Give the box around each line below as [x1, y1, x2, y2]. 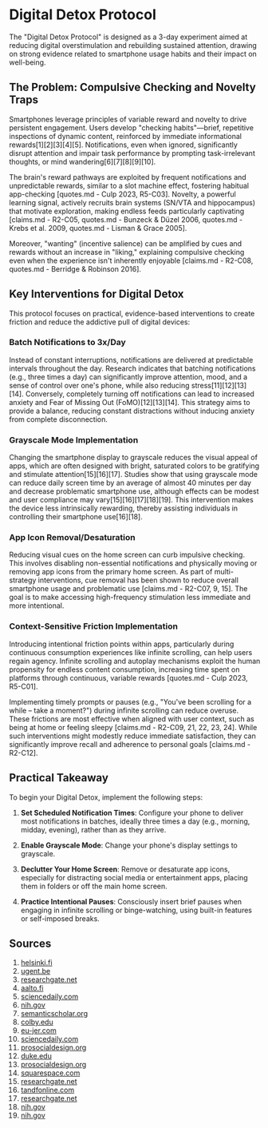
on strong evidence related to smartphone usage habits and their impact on [9, 49, 258, 58]
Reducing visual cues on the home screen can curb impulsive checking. [9, 550, 246, 560]
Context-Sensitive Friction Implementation [9, 621, 179, 632]
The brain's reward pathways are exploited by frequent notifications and [9, 172, 246, 181]
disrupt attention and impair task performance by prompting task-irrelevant [9, 148, 256, 157]
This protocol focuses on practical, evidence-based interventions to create [9, 308, 255, 318]
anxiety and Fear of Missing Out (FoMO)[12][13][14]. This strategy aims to [9, 397, 250, 407]
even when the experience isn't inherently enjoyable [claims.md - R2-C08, [9, 256, 254, 265]
